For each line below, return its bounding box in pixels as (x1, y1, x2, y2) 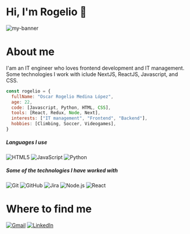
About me (6, 45, 55, 58)
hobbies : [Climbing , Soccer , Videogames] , (11, 121, 116, 127)
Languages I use (6, 139, 48, 146)
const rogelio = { (6, 88, 51, 94)
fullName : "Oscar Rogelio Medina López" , (11, 94, 114, 99)
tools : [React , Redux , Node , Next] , (11, 110, 101, 116)
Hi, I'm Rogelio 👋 (6, 5, 87, 19)
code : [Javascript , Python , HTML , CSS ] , (11, 105, 111, 111)
